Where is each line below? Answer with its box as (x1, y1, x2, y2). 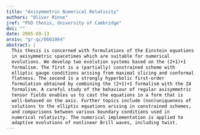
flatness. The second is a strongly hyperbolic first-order (11, 75, 165, 81)
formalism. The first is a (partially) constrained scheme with (11, 64, 175, 70)
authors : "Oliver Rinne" (6, 14, 68, 20)
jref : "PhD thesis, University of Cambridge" (6, 20, 122, 26)
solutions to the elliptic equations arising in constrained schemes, (11, 103, 192, 109)
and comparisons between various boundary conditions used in (11, 109, 170, 115)
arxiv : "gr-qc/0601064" (6, 36, 66, 42)
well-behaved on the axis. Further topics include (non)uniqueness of (11, 97, 192, 103)
